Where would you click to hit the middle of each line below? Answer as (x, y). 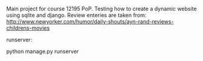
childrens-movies (28, 28)
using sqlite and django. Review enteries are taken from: (76, 15)
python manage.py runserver (42, 51)
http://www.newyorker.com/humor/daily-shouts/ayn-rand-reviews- (90, 21)
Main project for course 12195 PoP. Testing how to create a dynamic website (101, 9)
